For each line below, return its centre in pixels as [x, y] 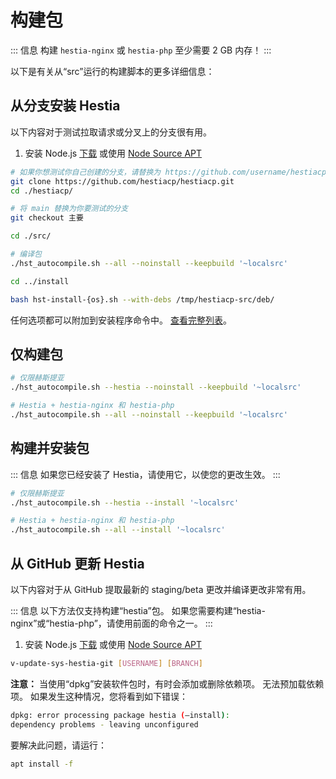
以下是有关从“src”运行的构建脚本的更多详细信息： [112, 71]
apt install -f [42, 764]
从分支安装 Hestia [65, 106]
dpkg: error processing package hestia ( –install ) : [120, 715]
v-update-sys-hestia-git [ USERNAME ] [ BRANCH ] [106, 663]
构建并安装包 [50, 448]
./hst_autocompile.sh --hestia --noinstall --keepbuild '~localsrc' [156, 387]
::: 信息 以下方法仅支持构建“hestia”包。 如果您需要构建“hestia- [138, 610]
